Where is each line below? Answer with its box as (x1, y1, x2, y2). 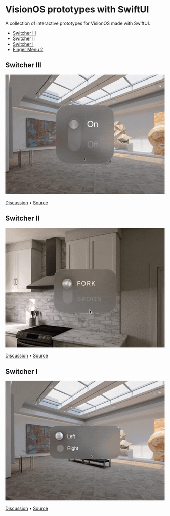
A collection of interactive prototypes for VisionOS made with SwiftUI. (5, 20, 150, 26)
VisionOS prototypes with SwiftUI (5, 4, 149, 15)
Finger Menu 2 (12, 46, 44, 52)
